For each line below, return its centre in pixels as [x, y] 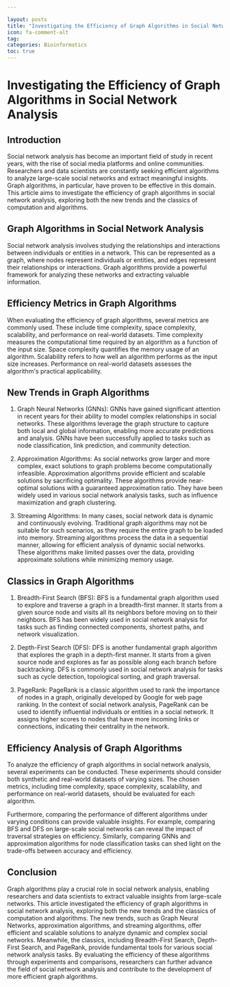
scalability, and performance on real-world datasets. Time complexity [105, 334]
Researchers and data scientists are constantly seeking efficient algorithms [113, 171]
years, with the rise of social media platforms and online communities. [106, 163]
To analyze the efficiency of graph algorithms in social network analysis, [109, 765]
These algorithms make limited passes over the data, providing [105, 553]
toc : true [21, 51]
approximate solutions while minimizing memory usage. [95, 559]
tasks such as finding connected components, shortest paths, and [110, 627]
